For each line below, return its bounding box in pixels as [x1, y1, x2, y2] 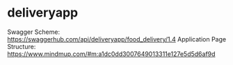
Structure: [7, 42, 36, 50]
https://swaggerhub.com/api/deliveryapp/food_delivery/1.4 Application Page [7, 35, 227, 43]
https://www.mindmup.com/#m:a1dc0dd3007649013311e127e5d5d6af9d [7, 50, 216, 58]
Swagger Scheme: [7, 28, 61, 36]
